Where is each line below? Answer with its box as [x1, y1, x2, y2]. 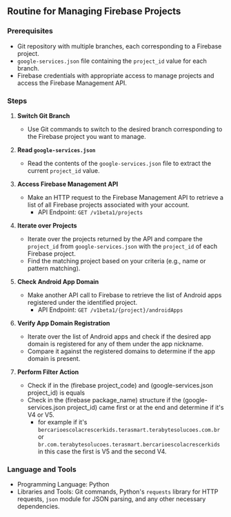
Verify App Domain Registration [17, 319, 110, 327]
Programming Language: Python [17, 480, 110, 489]
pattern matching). [27, 264, 81, 272]
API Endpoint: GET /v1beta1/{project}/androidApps [37, 305, 183, 314]
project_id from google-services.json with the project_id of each [27, 242, 218, 250]
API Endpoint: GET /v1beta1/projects [37, 207, 143, 216]
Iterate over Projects [17, 221, 77, 229]
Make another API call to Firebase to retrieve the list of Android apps [27, 290, 222, 299]
